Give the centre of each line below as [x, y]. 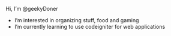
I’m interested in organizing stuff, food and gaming [76, 20]
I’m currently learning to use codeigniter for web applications [90, 27]
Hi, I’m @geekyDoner [32, 9]
